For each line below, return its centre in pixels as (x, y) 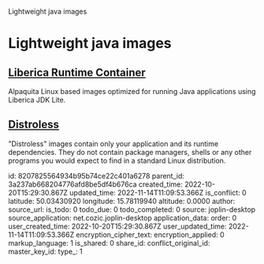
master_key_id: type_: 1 (45, 251)
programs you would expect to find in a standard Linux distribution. (117, 160)
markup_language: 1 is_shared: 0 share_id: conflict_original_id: (109, 243)
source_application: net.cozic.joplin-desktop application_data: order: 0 (123, 217)
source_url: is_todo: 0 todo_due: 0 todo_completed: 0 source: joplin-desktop (132, 209)
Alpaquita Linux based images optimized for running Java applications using (132, 91)
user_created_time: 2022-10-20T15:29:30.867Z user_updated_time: (117, 226)
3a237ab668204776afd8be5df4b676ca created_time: (96, 184)
